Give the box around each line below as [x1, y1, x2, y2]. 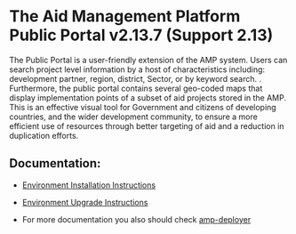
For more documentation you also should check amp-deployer [21, 214, 252, 224]
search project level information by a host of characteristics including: [9, 64, 265, 75]
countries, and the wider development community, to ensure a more [9, 111, 258, 122]
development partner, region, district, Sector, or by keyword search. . [9, 73, 262, 84]
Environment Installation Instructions [21, 180, 156, 190]
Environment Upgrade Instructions [21, 197, 148, 207]
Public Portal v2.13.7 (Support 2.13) [9, 25, 274, 45]
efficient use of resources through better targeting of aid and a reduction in [9, 120, 284, 131]
